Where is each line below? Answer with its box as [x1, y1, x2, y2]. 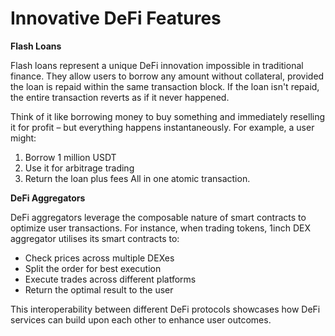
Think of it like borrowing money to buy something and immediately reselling [10, 110, 326, 122]
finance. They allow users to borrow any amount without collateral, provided [10, 70, 325, 82]
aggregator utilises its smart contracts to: [10, 232, 180, 244]
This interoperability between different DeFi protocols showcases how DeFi [10, 303, 321, 315]
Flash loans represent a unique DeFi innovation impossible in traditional [10, 59, 304, 71]
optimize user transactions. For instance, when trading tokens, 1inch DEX [10, 222, 311, 234]
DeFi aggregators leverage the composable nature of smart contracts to [10, 211, 307, 223]
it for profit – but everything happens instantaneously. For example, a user [10, 121, 315, 133]
